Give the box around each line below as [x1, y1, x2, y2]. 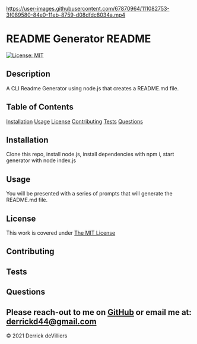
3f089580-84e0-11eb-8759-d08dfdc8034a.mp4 [6, 11, 126, 18]
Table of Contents [6, 102, 74, 112]
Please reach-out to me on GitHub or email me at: [6, 307, 192, 317]
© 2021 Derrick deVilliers [6, 332, 68, 339]
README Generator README [6, 32, 151, 46]
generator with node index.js [6, 157, 76, 164]
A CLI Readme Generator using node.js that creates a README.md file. [6, 84, 179, 91]
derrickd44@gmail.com [6, 316, 97, 326]
